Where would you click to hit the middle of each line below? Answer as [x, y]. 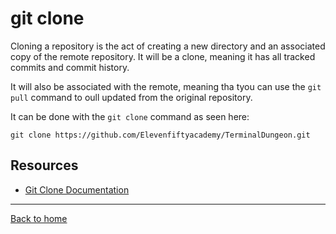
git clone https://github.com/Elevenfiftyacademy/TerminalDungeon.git [160, 135]
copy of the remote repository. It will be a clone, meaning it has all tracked [163, 56]
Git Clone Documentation [77, 189]
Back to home [39, 218]
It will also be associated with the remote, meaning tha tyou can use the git [166, 86]
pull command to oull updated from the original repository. [131, 97]
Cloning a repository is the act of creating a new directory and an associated [168, 46]
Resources [44, 165]
